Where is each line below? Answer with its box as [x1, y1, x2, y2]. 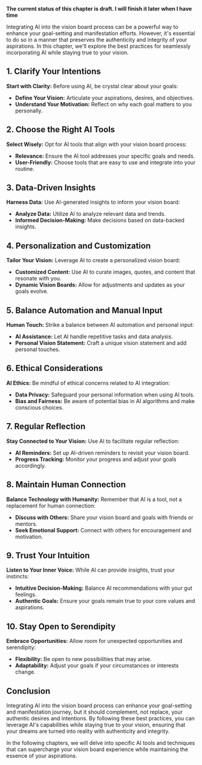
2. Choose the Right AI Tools [6, 124, 116, 135]
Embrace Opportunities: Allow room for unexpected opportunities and [6, 637, 183, 645]
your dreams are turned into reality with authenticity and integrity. [6, 728, 170, 735]
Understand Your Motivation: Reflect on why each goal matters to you [15, 100, 192, 108]
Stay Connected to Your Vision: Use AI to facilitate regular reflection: [6, 437, 180, 445]
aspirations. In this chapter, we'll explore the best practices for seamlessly [6, 42, 191, 50]
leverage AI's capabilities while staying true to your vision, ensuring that [6, 721, 186, 728]
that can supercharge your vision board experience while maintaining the [6, 746, 189, 753]
